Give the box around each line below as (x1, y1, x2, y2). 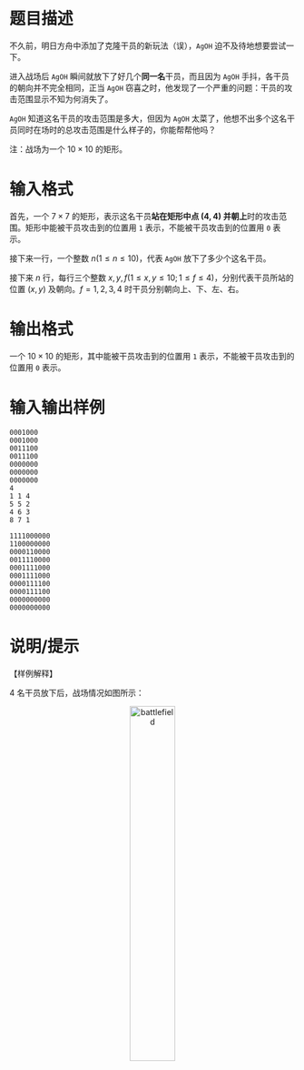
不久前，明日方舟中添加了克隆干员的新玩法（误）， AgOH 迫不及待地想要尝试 (9, 40, 287, 51)
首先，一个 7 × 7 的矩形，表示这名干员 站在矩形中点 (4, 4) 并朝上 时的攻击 (9, 210, 279, 221)
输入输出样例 (9, 398, 106, 418)
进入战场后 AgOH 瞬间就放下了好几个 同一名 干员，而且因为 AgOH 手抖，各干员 (9, 70, 290, 82)
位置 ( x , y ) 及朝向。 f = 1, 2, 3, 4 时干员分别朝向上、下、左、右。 (9, 283, 244, 294)
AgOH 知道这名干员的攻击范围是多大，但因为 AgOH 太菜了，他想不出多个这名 (9, 113, 288, 124)
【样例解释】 (9, 668, 57, 679)
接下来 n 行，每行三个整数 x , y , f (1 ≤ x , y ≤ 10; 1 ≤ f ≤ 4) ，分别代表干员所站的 (9, 272, 294, 283)
